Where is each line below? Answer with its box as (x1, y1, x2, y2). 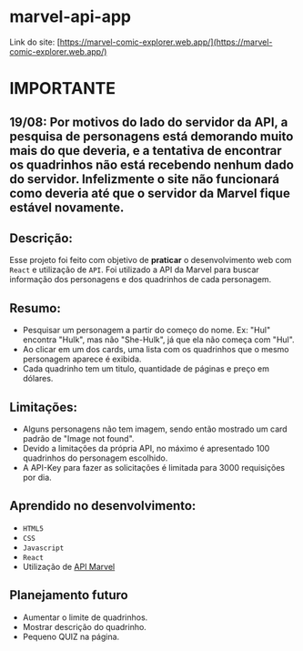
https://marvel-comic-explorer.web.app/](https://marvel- (59, 36, 273, 47)
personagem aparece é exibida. (22, 353, 142, 365)
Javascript (22, 544, 65, 553)
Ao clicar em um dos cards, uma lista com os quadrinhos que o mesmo (22, 344, 289, 355)
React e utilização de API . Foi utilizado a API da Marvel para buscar (9, 264, 259, 275)
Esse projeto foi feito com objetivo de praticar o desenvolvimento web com (9, 255, 292, 266)
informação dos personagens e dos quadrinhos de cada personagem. (9, 274, 272, 285)
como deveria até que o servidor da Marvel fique (9, 185, 291, 201)
